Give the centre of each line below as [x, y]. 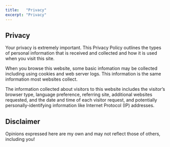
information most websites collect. [42, 79]
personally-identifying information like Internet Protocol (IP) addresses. [80, 106]
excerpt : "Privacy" [26, 15]
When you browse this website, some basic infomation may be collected [81, 68]
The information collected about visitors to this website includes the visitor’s [85, 89]
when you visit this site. [30, 59]
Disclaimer [23, 121]
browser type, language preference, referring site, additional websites [79, 94]
